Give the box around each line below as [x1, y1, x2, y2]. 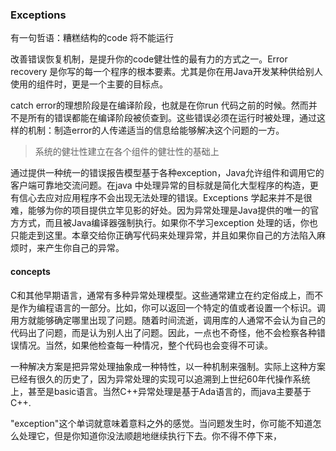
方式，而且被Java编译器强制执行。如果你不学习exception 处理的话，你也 [18, 217, 318, 229]
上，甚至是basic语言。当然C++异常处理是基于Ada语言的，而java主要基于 [10, 385, 312, 397]
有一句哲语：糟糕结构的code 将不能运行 [10, 32, 175, 44]
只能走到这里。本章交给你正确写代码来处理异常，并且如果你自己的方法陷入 [10, 229, 317, 242]
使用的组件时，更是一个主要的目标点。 [10, 78, 168, 90]
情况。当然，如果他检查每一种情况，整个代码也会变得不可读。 [18, 339, 273, 351]
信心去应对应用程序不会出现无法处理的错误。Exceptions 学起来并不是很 [18, 192, 313, 204]
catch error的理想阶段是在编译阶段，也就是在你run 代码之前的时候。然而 [10, 99, 309, 112]
